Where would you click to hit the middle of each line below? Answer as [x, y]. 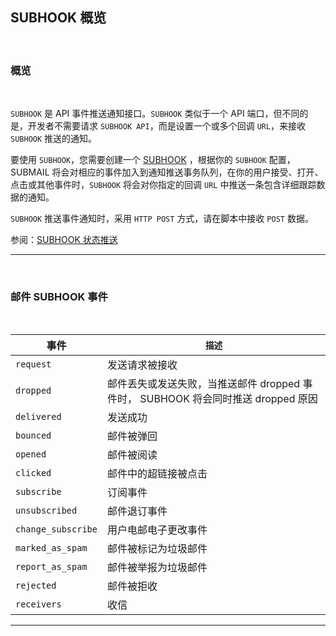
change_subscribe [56, 529]
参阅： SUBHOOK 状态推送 [64, 240]
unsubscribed [46, 511]
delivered [38, 417]
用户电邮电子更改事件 [157, 530]
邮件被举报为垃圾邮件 [157, 568]
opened [31, 454]
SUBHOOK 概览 [58, 18]
